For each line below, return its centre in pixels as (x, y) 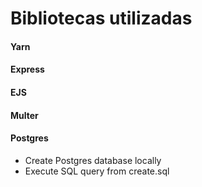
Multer (24, 115)
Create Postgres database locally (93, 160)
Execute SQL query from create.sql (97, 171)
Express (27, 69)
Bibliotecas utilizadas (101, 18)
